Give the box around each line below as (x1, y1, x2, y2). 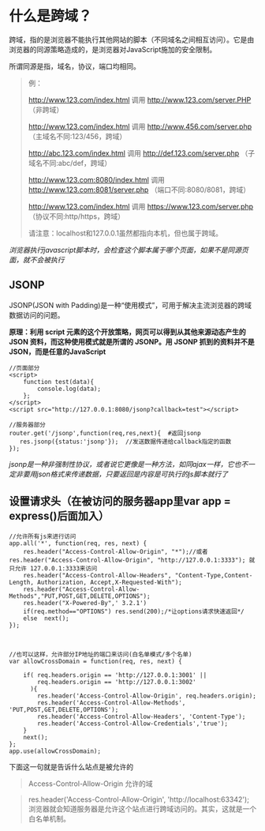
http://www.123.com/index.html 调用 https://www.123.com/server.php (28, 201, 254, 211)
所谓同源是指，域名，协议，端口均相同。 (9, 61, 140, 71)
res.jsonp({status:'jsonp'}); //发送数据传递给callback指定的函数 (19, 438, 232, 446)
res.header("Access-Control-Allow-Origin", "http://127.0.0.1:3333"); (9, 556, 246, 564)
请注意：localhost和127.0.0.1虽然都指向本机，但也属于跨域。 (28, 228, 223, 238)
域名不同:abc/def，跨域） (28, 158, 112, 167)
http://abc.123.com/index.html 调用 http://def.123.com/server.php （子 (28, 148, 256, 158)
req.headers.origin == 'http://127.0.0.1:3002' (37, 678, 196, 686)
